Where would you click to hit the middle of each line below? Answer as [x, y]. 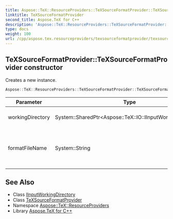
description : [19, 24]
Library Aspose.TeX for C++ [42, 211]
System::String [73, 148]
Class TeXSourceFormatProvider [47, 200]
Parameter [29, 102]
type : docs [17, 29]
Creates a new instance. [31, 80]
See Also [20, 182]
